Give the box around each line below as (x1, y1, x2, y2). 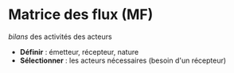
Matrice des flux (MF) (8, 6, 154, 24)
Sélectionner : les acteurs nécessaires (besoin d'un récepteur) (19, 56, 227, 65)
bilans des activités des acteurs (8, 32, 113, 41)
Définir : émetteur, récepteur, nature (19, 47, 139, 56)
